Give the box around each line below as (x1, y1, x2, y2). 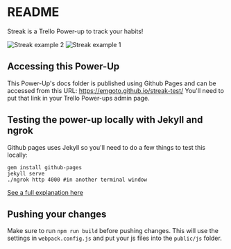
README (7, 4, 60, 20)
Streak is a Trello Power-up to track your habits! (7, 27, 144, 35)
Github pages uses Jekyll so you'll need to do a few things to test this (7, 143, 206, 151)
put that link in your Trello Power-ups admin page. (7, 94, 151, 102)
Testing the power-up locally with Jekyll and (7, 114, 203, 126)
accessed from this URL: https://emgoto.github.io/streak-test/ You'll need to (7, 86, 224, 94)
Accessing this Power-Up (7, 60, 120, 73)
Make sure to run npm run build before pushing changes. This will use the (7, 227, 219, 235)
